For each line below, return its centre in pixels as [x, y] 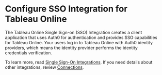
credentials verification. [29, 53]
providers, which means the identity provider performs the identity [72, 48]
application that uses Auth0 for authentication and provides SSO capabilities [81, 37]
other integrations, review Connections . [44, 67]
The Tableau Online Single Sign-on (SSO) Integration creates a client [73, 32]
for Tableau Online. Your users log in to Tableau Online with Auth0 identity [79, 42]
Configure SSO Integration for [66, 9]
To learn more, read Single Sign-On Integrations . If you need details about [79, 62]
